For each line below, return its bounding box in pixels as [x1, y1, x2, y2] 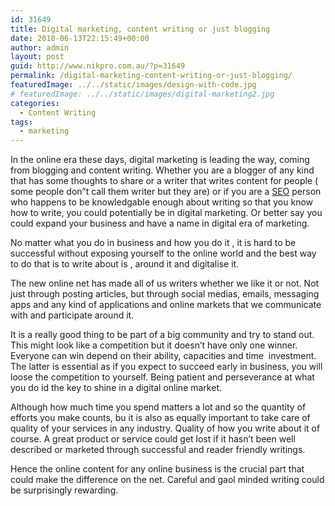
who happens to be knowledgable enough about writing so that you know [10, 196, 314, 208]
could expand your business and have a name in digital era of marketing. [10, 217, 310, 230]
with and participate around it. [10, 309, 135, 321]
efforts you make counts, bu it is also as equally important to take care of [10, 412, 311, 424]
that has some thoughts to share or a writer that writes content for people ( [10, 175, 319, 187]
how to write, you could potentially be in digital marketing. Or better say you [10, 207, 323, 219]
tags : [10, 117, 33, 127]
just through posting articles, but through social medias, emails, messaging [10, 288, 320, 300]
